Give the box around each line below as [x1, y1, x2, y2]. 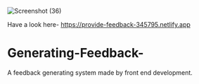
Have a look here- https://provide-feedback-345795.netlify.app [7, 20, 191, 28]
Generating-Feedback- [7, 45, 144, 61]
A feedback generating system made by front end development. [7, 68, 193, 77]
